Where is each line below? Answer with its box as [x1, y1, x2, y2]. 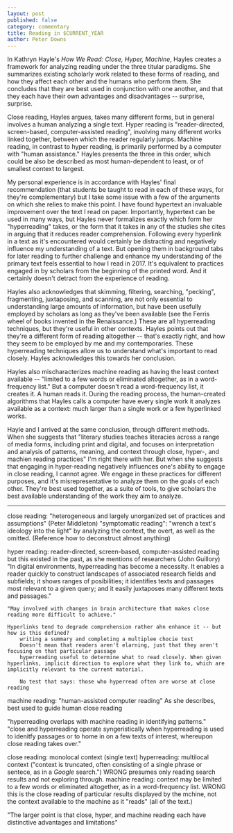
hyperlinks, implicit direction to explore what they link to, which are [7, 660, 225, 668]
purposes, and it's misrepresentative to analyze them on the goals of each [7, 477, 220, 485]
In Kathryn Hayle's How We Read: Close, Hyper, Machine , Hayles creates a [7, 55, 222, 63]
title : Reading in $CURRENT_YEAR [7, 29, 104, 37]
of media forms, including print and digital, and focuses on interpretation [7, 440, 214, 448]
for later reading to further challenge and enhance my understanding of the [7, 252, 222, 261]
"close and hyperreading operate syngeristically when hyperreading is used [7, 725, 224, 734]
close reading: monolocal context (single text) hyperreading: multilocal [7, 753, 209, 761]
